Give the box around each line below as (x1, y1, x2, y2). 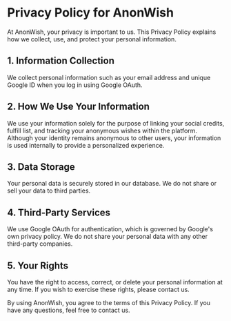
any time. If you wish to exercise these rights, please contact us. (7, 285, 190, 293)
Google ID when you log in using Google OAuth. (7, 81, 143, 89)
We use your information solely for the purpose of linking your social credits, (7, 119, 225, 127)
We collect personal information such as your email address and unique (7, 73, 211, 81)
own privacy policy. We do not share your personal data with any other (7, 233, 208, 241)
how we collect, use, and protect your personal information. (7, 35, 177, 43)
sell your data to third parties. (7, 186, 91, 195)
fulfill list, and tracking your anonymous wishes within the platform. (7, 126, 198, 135)
